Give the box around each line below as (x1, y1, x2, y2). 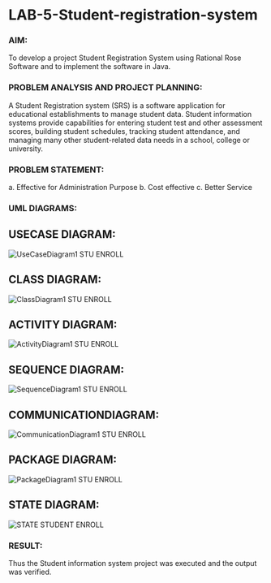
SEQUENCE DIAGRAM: (8, 363, 124, 377)
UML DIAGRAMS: (8, 203, 77, 214)
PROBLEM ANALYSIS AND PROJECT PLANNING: (8, 82, 203, 93)
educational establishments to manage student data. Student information (8, 109, 252, 119)
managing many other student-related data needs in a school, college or (8, 135, 250, 145)
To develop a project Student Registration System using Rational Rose (8, 53, 242, 63)
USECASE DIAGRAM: (8, 227, 116, 241)
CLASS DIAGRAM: (8, 273, 101, 287)
